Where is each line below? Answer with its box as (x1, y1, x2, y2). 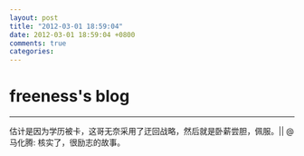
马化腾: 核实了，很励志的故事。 (9, 137, 125, 148)
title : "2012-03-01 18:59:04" (9, 22, 124, 31)
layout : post (9, 13, 59, 23)
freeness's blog (9, 86, 130, 107)
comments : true (9, 38, 67, 48)
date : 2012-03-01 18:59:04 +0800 (9, 30, 136, 39)
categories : (9, 47, 54, 56)
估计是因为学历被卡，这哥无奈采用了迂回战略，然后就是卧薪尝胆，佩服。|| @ (9, 126, 294, 137)
